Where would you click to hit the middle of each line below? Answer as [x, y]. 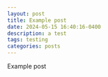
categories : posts [34, 46]
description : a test [37, 33]
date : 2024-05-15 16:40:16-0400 [54, 27]
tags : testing [28, 40]
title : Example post [37, 20]
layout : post [26, 14]
